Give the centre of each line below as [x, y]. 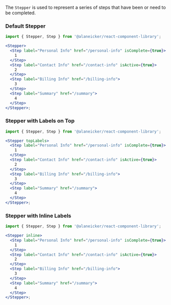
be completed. [20, 13]
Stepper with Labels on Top [40, 121]
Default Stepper [26, 26]
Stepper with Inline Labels [38, 215]
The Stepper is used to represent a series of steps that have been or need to [86, 7]
